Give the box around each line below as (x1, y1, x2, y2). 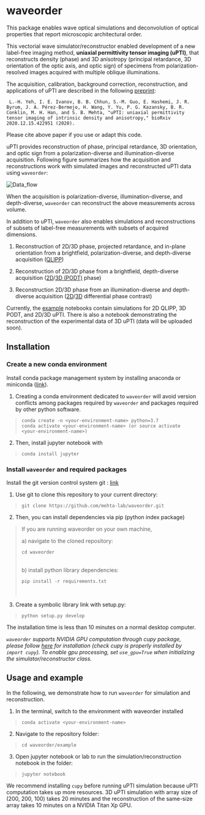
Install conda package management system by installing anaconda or (6, 374, 181, 381)
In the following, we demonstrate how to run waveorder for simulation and (6, 689, 191, 697)
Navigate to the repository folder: (15, 730, 99, 737)
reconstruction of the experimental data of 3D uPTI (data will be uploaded (6, 317, 193, 325)
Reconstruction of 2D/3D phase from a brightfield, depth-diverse (15, 268, 179, 275)
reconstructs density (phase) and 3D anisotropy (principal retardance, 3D (6, 55, 192, 63)
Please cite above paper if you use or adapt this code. (6, 131, 143, 138)
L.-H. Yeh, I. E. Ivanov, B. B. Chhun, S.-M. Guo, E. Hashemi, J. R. (9, 99, 190, 105)
